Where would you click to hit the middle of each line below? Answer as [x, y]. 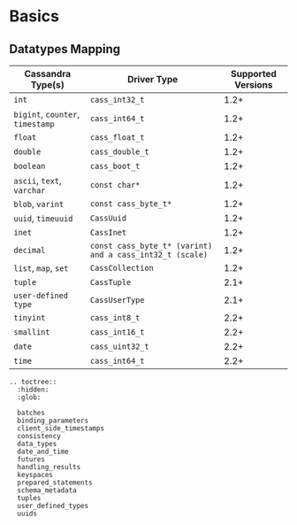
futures [31, 459]
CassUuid [108, 218]
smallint [32, 332]
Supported [253, 74]
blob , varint [39, 204]
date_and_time [43, 452]
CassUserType [117, 300]
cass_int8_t [115, 317]
